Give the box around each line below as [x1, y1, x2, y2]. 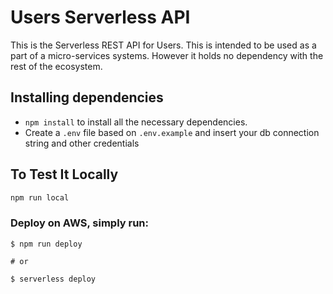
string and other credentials [24, 137, 140, 149]
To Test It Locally [10, 166, 119, 183]
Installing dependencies [10, 89, 164, 106]
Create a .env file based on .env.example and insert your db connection [24, 126, 320, 138]
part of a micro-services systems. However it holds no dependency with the [10, 49, 324, 61]
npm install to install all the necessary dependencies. [24, 116, 248, 128]
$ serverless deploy [10, 274, 97, 284]
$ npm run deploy [10, 239, 83, 249]
